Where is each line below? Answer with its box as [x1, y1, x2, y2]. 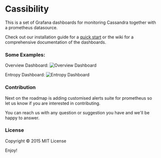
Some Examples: [5, 51, 46, 58]
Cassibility [5, 3, 49, 15]
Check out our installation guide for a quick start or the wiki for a [5, 34, 134, 40]
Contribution [5, 84, 36, 91]
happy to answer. [5, 115, 40, 121]
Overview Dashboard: [5, 62, 48, 69]
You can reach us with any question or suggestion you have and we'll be [5, 109, 150, 115]
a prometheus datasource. [5, 24, 58, 30]
